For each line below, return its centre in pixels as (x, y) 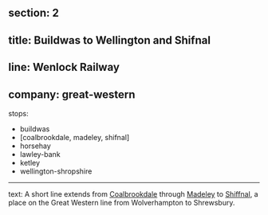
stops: (19, 113)
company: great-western (72, 94)
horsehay (35, 146)
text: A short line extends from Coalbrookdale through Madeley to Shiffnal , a (133, 193)
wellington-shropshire (56, 171)
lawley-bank (40, 154)
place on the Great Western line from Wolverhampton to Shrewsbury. (122, 202)
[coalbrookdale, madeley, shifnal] (75, 137)
